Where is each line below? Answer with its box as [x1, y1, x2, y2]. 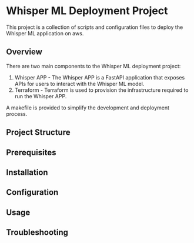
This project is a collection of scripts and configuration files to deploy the [6, 24, 183, 31]
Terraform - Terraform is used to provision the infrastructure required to [14, 86, 189, 94]
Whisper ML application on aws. [6, 29, 84, 36]
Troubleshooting [6, 228, 69, 238]
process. [6, 110, 28, 117]
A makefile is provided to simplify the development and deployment [6, 104, 169, 111]
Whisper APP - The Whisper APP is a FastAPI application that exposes [14, 74, 185, 81]
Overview [6, 47, 43, 57]
